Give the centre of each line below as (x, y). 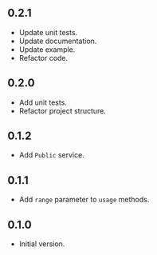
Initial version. (42, 244)
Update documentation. (58, 41)
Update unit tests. (48, 32)
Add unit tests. (43, 102)
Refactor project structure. (63, 110)
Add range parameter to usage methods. (84, 200)
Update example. (47, 49)
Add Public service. (51, 155)
